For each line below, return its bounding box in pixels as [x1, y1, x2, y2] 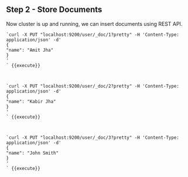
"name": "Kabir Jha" [6, 98, 57, 105]
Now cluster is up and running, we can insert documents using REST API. [6, 20, 183, 27]
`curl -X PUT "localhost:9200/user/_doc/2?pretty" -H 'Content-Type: [6, 83, 180, 89]
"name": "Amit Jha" [6, 47, 54, 53]
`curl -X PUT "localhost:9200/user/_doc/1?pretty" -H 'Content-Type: [6, 32, 180, 38]
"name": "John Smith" [6, 150, 59, 156]
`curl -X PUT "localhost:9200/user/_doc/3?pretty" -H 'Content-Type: [6, 135, 180, 141]
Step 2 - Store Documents [6, 5, 102, 15]
